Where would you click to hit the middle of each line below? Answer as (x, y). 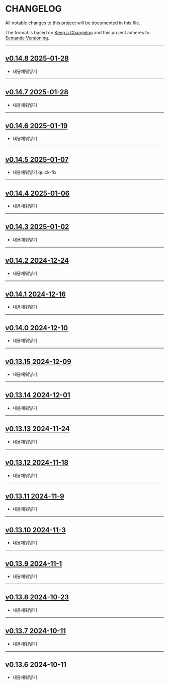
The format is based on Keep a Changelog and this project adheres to (77, 32)
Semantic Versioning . (27, 38)
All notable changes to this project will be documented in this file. (73, 23)
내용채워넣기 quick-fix (34, 173)
